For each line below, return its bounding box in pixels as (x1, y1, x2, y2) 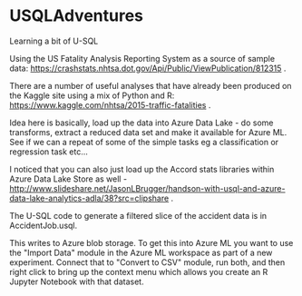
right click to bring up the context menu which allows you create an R (9, 266, 268, 277)
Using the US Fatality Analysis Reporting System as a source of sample (9, 53, 275, 64)
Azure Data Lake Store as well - (9, 173, 128, 184)
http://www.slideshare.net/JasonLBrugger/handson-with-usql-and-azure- (9, 183, 286, 193)
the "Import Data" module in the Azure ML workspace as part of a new (9, 247, 273, 258)
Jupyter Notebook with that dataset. (9, 276, 144, 287)
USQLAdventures (9, 5, 143, 26)
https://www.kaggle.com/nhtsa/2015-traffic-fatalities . (9, 99, 211, 110)
